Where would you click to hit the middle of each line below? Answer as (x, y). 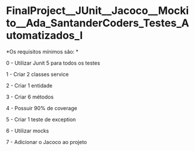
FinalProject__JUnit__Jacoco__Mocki (97, 11)
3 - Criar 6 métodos (30, 97)
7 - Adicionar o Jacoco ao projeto (47, 142)
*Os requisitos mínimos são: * (42, 51)
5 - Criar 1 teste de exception (41, 119)
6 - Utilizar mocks (28, 131)
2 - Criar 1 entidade (29, 85)
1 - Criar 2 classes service (37, 74)
